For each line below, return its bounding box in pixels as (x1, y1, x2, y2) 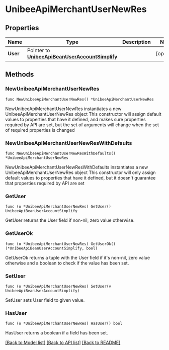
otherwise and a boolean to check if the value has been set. (5, 260, 129, 266)
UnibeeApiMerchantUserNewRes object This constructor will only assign (5, 169, 156, 176)
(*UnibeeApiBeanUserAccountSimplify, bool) (5, 245, 98, 251)
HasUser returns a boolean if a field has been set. (5, 330, 108, 336)
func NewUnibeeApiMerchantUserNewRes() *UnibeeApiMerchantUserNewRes (5, 97, 154, 102)
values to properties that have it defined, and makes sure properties (5, 116, 146, 122)
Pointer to (27, 47, 50, 54)
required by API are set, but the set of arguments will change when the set (5, 122, 159, 128)
